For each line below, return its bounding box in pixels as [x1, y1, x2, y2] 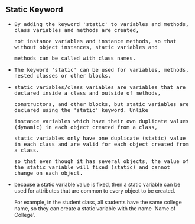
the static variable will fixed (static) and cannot [14, 164, 171, 171]
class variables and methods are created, [14, 27, 139, 33]
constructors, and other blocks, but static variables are [14, 101, 189, 107]
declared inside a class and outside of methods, [14, 89, 161, 97]
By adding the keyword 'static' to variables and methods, [14, 21, 189, 27]
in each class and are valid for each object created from [14, 140, 189, 148]
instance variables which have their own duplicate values [14, 118, 189, 124]
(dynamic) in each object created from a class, [14, 124, 158, 130]
